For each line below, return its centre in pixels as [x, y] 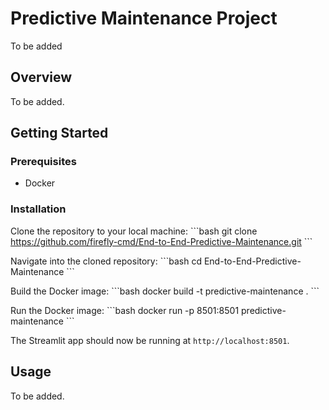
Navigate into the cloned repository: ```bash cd [106, 261]
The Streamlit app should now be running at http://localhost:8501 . [150, 340]
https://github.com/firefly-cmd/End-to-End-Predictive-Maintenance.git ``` [161, 241]
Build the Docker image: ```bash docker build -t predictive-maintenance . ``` [165, 291]
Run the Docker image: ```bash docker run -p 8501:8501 [125, 310]
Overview [41, 77]
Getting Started [59, 133]
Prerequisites [43, 162]
